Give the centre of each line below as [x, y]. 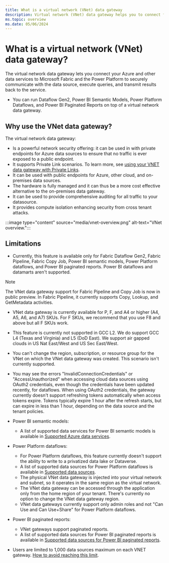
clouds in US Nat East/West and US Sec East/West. [65, 343]
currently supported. [34, 364]
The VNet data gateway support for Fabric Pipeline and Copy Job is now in [83, 292]
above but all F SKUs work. [40, 323]
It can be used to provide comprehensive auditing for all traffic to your [85, 197]
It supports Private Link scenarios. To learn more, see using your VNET [86, 164]
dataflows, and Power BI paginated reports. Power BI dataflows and [82, 266]
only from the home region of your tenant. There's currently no [85, 493]
